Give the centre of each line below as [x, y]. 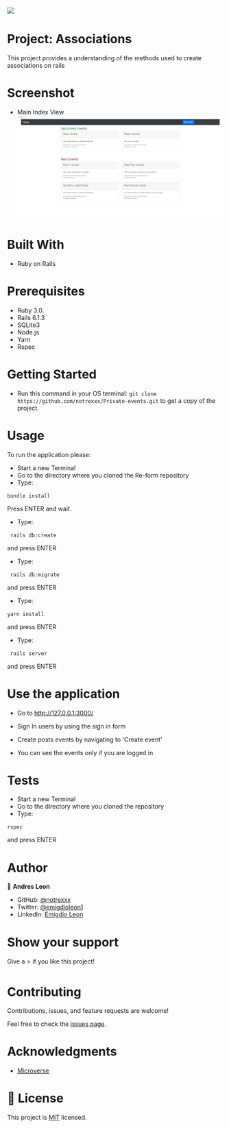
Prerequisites [46, 291]
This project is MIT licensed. [47, 1118]
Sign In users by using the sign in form [71, 726]
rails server [29, 653]
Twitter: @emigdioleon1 [50, 907]
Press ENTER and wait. [39, 508]
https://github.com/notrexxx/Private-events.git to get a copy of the [116, 400]
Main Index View [40, 112]
